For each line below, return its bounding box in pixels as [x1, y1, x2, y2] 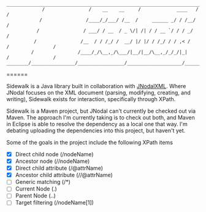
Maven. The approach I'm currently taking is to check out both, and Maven [6, 114, 195, 121]
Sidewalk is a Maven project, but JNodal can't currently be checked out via [6, 107, 196, 115]
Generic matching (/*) [15, 178, 71, 186]
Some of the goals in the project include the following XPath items [6, 139, 174, 146]
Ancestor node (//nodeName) [15, 157, 90, 165]
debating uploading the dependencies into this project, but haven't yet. [6, 127, 186, 134]
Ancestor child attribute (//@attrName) [15, 172, 113, 179]
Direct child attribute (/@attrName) [15, 164, 103, 172]
